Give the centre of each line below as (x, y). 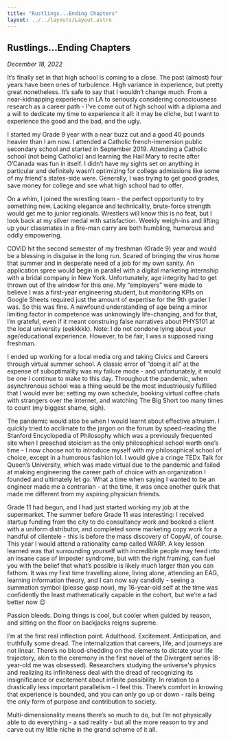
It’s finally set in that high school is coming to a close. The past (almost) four (115, 78)
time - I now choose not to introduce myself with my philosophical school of (114, 450)
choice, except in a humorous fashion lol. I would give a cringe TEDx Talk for (115, 458)
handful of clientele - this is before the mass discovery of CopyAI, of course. (115, 537)
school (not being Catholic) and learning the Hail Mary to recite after (104, 157)
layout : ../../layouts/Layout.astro (59, 20)
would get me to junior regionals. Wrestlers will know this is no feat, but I (110, 213)
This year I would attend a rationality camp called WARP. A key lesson (106, 544)
